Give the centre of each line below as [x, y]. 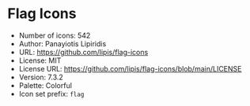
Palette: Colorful [45, 85]
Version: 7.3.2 [41, 77]
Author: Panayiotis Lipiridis [62, 43]
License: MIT [40, 60]
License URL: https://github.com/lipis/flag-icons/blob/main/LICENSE [130, 68]
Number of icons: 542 [55, 35]
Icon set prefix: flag [51, 93]
